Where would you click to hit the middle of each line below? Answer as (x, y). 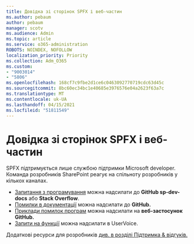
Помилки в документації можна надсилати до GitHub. (83, 205)
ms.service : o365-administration (47, 45)
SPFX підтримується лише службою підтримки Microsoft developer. (91, 168)
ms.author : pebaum (29, 17)
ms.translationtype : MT (35, 94)
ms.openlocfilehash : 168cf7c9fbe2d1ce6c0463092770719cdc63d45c (85, 83)
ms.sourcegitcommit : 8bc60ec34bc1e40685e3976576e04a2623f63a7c (85, 88)
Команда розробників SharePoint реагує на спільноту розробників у (92, 174)
